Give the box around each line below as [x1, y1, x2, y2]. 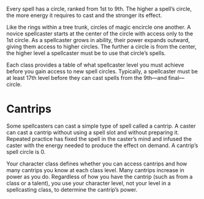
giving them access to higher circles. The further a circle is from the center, [6, 43, 197, 50]
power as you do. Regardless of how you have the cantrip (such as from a [6, 173, 193, 180]
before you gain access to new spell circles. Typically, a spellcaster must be [6, 68, 198, 75]
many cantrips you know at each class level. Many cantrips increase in [6, 166, 185, 173]
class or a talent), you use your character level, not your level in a [6, 179, 171, 187]
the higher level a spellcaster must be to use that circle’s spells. [6, 49, 166, 57]
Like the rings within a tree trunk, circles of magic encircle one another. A [6, 24, 191, 31]
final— [168, 74, 185, 81]
